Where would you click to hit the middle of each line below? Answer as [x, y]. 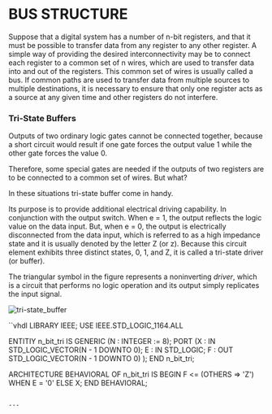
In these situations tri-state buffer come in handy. [91, 194]
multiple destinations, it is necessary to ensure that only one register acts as [136, 88]
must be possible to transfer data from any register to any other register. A [133, 45]
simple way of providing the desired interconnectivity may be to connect [130, 54]
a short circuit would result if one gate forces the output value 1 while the [130, 145]
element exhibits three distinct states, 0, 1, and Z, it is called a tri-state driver [136, 252]
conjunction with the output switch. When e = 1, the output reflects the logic [135, 218]
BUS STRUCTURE [68, 14]
